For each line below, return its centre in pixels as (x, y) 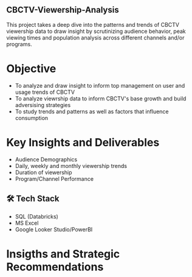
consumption (32, 117)
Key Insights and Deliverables (83, 142)
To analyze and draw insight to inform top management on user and (100, 85)
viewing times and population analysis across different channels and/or (95, 37)
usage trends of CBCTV (45, 92)
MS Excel (27, 223)
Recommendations (55, 267)
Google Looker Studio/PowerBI (54, 229)
